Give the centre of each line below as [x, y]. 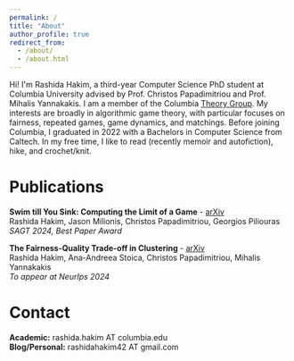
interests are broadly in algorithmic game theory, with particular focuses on [147, 113]
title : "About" [37, 26]
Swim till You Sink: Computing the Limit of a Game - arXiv [117, 212]
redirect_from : [37, 42]
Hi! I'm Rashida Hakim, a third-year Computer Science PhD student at [137, 84]
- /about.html [43, 59]
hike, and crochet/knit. [50, 151]
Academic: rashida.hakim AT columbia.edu [88, 337]
